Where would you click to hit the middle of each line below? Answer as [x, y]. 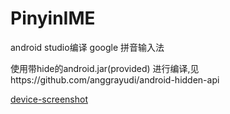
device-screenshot [49, 99]
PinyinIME [53, 18]
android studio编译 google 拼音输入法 [87, 47]
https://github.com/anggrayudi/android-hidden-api [115, 79]
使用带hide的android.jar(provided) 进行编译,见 [105, 68]
